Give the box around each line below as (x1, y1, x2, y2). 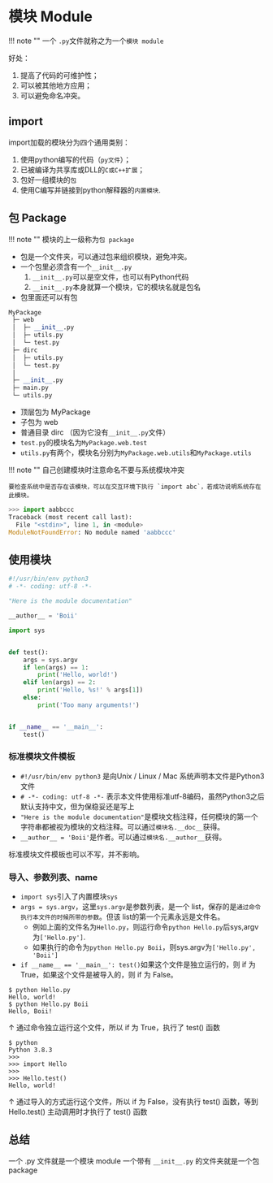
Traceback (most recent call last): (8, 513, 132, 521)
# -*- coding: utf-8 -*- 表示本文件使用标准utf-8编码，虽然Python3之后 (19, 791, 265, 801)
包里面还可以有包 (19, 292, 78, 301)
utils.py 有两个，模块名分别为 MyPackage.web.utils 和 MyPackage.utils (19, 448, 252, 457)
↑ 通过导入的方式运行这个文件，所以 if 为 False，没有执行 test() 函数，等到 (8, 1097, 258, 1107)
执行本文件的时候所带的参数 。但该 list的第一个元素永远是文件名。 (19, 912, 225, 922)
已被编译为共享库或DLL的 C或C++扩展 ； (19, 164, 145, 175)
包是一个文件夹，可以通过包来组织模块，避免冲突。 (19, 251, 192, 261)
